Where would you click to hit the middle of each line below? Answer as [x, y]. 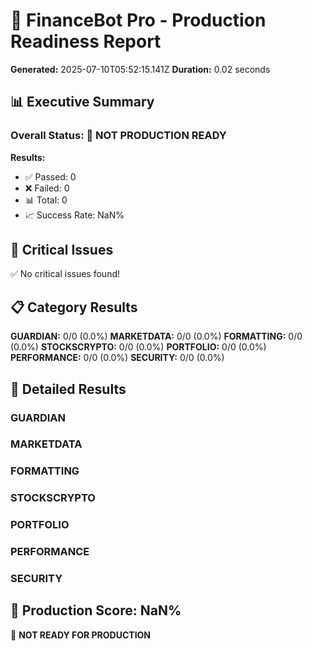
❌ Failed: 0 [47, 188]
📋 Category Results [74, 307]
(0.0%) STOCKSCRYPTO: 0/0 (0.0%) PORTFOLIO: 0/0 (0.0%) [138, 347]
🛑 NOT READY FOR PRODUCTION [81, 635]
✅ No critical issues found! [65, 274]
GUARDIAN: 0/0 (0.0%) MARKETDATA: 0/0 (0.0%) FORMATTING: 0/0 [156, 336]
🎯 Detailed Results [68, 389]
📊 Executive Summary [82, 102]
